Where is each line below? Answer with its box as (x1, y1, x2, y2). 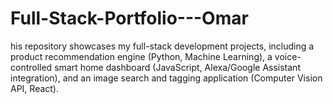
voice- (274, 50, 302, 62)
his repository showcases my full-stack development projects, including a (10, 40, 315, 52)
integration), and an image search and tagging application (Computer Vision (10, 72, 323, 84)
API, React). (10, 82, 60, 94)
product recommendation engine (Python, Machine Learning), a (10, 50, 273, 62)
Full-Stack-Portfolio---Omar (10, 7, 249, 30)
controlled (10, 61, 53, 73)
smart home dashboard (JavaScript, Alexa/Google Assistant (54, 61, 301, 73)
